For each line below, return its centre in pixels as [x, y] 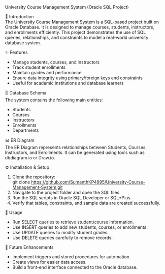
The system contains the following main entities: [54, 100]
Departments [26, 130]
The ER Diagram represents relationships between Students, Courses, [76, 147]
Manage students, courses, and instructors [56, 62]
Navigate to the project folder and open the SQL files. [66, 192]
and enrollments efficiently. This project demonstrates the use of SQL [76, 32]
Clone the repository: [34, 177]
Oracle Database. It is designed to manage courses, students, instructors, [80, 27]
